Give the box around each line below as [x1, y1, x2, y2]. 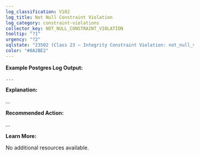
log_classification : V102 [5, 8, 70, 15]
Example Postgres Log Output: [5, 64, 83, 71]
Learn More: [5, 132, 37, 139]
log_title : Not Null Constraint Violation [5, 14, 113, 20]
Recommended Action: [5, 109, 64, 117]
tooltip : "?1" [5, 31, 41, 37]
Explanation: [5, 86, 38, 93]
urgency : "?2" [5, 36, 41, 42]
